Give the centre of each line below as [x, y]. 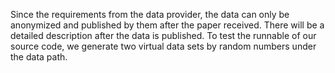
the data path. [39, 57]
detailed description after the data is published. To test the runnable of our [163, 35]
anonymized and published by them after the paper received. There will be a [167, 25]
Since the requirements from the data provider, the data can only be [150, 14]
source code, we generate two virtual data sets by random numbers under [163, 46]
